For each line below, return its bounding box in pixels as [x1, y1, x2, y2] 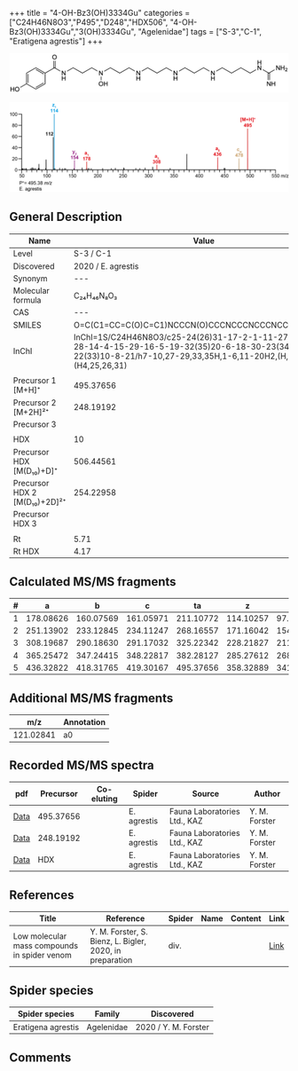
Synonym [12, 272, 48, 283]
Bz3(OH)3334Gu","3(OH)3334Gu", [9, 27, 137, 36]
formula [12, 295, 42, 305]
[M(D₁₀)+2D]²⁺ [12, 496, 67, 507]
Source [192, 789, 220, 799]
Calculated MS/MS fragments [9, 574, 176, 589]
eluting [91, 793, 118, 804]
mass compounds [12, 941, 78, 951]
